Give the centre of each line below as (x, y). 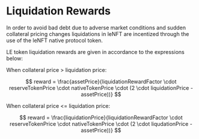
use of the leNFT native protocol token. (55, 40)
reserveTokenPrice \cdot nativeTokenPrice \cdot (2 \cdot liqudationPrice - (101, 123)
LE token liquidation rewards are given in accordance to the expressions (95, 52)
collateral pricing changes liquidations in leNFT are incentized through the (98, 34)
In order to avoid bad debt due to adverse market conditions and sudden (96, 28)
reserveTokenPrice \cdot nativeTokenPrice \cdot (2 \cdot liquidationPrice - (101, 87)
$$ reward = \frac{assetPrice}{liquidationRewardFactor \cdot (101, 81)
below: (14, 58)
